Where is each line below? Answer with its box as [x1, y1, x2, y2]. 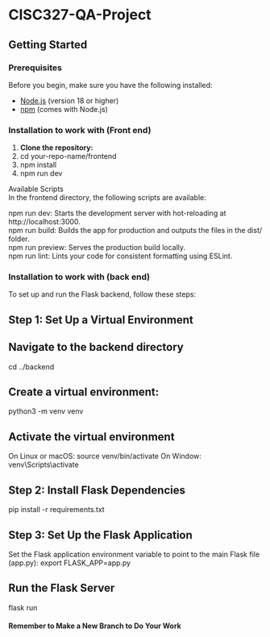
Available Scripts [8, 184, 64, 194]
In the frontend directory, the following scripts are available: [8, 193, 207, 202]
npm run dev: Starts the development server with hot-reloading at [8, 208, 226, 219]
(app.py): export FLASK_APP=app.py [8, 558, 131, 568]
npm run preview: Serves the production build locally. [8, 243, 186, 252]
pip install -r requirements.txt [8, 505, 105, 514]
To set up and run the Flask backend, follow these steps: [8, 289, 196, 299]
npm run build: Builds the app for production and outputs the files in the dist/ [8, 226, 263, 235]
